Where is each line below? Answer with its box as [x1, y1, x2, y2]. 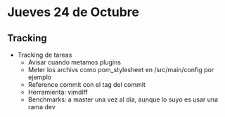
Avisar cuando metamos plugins [27, 58, 122, 67]
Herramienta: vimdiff [27, 88, 88, 96]
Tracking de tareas [17, 50, 72, 59]
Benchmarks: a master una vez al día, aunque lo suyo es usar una [27, 95, 219, 104]
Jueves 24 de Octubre [7, 4, 139, 20]
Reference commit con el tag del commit [27, 81, 146, 88]
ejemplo [27, 73, 51, 81]
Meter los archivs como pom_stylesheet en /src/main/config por [27, 66, 214, 74]
